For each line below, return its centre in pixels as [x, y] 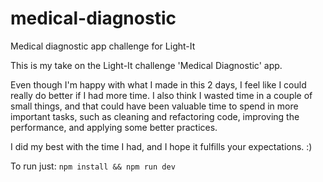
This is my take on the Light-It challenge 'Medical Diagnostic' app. [146, 65]
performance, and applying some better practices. [114, 127]
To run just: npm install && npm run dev [93, 166]
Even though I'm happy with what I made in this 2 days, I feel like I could [158, 84]
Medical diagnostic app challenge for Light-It [103, 46]
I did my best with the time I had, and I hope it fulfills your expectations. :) [161, 146]
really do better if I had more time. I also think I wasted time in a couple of [161, 95]
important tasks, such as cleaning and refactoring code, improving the [155, 116]
